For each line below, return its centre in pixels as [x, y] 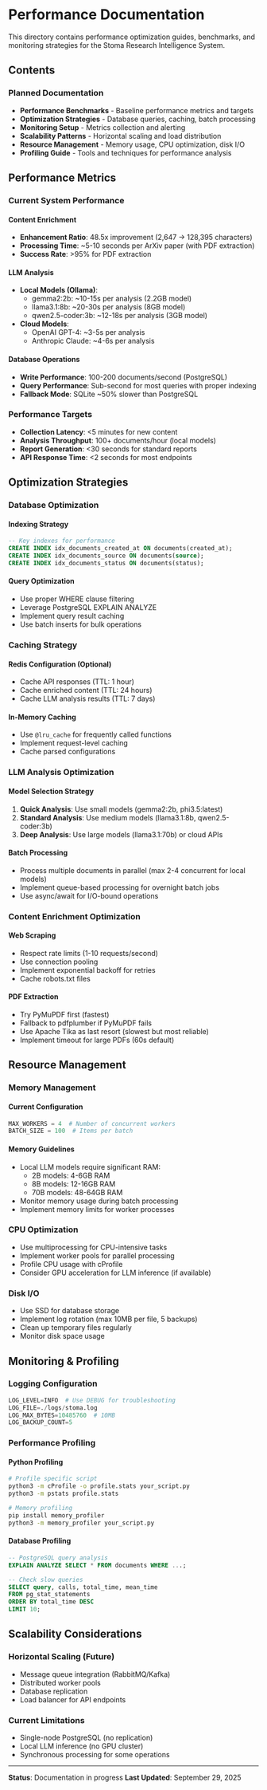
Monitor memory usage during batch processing [99, 1201]
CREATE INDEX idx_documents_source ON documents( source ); [106, 556]
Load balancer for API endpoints [73, 1699]
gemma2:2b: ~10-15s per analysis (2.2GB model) [112, 299]
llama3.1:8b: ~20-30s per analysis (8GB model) [108, 307]
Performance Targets [50, 415]
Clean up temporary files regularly [76, 1328]
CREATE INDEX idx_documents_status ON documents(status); [106, 563]
